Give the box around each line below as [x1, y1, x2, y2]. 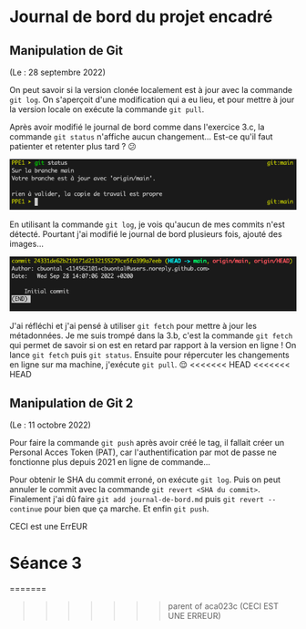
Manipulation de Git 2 [9, 395, 134, 411]
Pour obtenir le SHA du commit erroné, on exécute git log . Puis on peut [9, 474, 280, 485]
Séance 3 [9, 553, 82, 573]
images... [9, 239, 44, 250]
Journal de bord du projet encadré [9, 6, 273, 27]
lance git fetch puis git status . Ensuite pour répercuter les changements [9, 349, 290, 361]
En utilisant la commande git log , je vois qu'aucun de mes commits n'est [9, 219, 285, 230]
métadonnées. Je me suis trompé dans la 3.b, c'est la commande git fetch [9, 330, 293, 341]
